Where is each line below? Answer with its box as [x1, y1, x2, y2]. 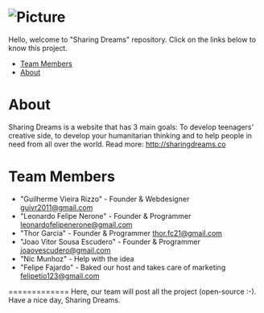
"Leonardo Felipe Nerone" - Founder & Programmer [19, 211, 192, 220]
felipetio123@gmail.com [19, 270, 100, 281]
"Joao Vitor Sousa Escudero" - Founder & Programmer [19, 237, 201, 246]
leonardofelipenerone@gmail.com [19, 220, 133, 229]
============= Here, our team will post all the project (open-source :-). [8, 286, 257, 296]
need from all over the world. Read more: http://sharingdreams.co [8, 139, 227, 149]
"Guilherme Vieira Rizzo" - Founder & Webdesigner [19, 194, 190, 204]
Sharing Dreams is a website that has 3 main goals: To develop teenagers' [8, 121, 254, 132]
